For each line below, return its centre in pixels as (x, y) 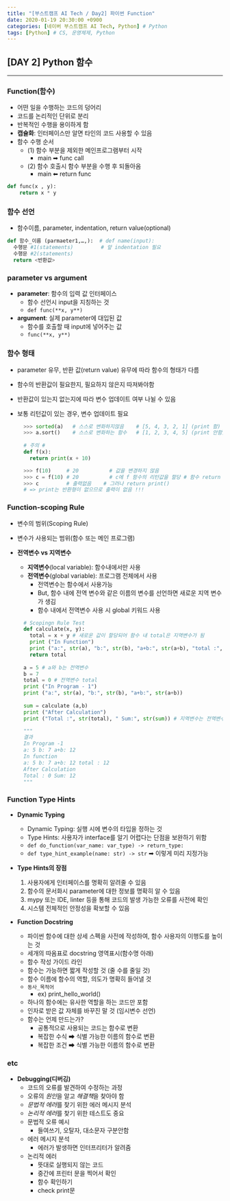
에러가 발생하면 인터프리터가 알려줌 (84, 1147)
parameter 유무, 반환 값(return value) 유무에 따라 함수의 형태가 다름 (108, 370)
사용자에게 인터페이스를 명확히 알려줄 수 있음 (87, 882)
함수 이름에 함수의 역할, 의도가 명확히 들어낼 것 (89, 979)
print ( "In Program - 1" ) (60, 687)
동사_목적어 (41, 987)
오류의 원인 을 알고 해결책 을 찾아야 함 (76, 1096)
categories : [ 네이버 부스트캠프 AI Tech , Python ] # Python (87, 26)
